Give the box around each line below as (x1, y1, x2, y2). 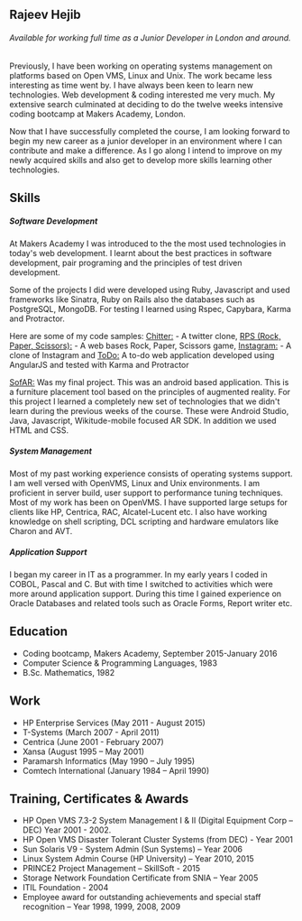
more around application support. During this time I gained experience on (9, 588, 282, 599)
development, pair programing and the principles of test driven (9, 257, 243, 268)
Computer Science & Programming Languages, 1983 (22, 658, 218, 668)
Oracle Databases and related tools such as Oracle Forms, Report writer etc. (9, 597, 293, 608)
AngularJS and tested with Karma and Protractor (9, 359, 189, 370)
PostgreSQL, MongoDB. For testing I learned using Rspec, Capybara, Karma (9, 303, 291, 314)
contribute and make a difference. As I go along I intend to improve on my (9, 144, 282, 156)
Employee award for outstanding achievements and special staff (22, 892, 261, 903)
